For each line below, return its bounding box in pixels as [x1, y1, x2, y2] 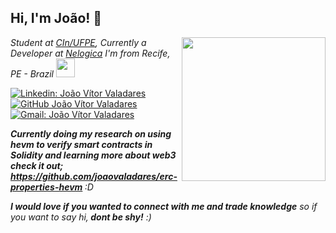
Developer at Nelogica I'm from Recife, [10, 47, 171, 59]
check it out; [10, 159, 64, 171]
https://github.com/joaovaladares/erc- [10, 170, 178, 182]
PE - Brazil [10, 67, 55, 80]
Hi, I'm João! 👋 [10, 10, 103, 27]
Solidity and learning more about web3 [10, 149, 177, 161]
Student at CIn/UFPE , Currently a [10, 36, 147, 48]
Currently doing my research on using [10, 127, 172, 140]
